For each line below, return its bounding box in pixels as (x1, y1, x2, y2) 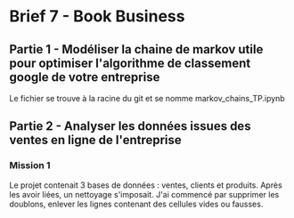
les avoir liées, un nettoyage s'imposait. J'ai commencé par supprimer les (9, 189, 280, 199)
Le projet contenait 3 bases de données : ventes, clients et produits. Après (9, 180, 282, 190)
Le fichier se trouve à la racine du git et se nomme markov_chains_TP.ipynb (9, 93, 285, 103)
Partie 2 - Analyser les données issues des (9, 118, 251, 134)
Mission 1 (9, 159, 51, 172)
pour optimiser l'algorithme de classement (9, 55, 251, 70)
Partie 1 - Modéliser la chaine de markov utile (9, 42, 264, 57)
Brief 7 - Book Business (9, 6, 185, 27)
